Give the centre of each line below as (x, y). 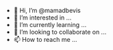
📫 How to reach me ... (45, 40)
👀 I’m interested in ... (42, 18)
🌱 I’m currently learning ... (50, 25)
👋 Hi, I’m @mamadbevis (47, 10)
